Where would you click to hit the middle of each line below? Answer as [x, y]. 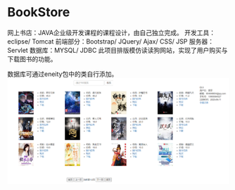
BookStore [39, 12]
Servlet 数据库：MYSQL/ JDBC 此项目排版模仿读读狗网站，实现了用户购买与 [118, 50]
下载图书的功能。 [32, 59]
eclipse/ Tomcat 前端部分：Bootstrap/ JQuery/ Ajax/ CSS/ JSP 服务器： [111, 41]
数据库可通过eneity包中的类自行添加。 [63, 74]
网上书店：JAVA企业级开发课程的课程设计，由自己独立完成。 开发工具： [112, 32]
